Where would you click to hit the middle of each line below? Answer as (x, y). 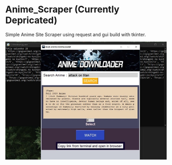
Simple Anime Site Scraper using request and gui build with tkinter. (76, 34)
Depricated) (31, 20)
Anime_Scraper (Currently (62, 9)
